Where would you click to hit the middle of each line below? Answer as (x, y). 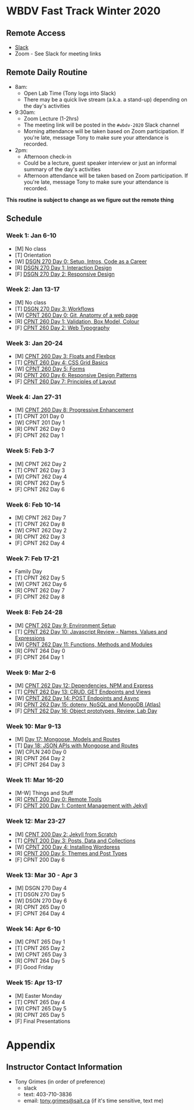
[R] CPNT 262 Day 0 (40, 429)
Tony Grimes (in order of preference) (60, 1081)
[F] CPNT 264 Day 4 (40, 914)
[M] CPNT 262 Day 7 (40, 517)
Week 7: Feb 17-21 (33, 558)
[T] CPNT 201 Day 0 (39, 417)
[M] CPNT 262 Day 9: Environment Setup (65, 625)
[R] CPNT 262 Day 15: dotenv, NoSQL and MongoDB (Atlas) (88, 704)
